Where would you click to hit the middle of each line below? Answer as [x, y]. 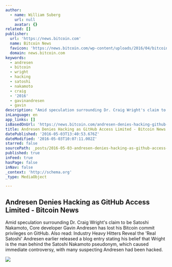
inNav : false [19, 167]
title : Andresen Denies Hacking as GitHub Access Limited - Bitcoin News [86, 129]
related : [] [18, 29]
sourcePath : [18, 148]
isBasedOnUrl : [20, 124]
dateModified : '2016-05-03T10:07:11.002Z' [51, 139]
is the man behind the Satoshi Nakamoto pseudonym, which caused [77, 244]
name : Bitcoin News [31, 44]
